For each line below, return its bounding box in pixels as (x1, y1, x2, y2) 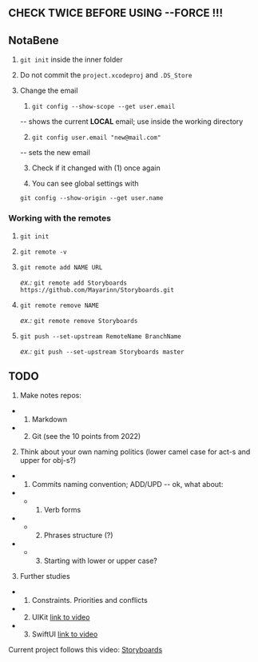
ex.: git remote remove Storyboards (19, 315, 138, 325)
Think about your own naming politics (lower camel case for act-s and (19, 447, 251, 457)
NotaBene (8, 34, 59, 47)
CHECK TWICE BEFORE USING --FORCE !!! (8, 6, 224, 20)
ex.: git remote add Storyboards (19, 277, 128, 287)
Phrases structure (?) (43, 531, 113, 540)
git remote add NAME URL (19, 263, 103, 271)
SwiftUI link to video (31, 629, 98, 639)
